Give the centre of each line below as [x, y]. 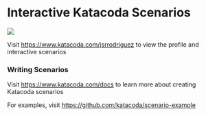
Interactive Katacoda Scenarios [99, 13]
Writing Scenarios [38, 69]
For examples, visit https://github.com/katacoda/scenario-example [101, 105]
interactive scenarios [37, 51]
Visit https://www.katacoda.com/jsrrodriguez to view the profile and [103, 44]
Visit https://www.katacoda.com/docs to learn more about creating [102, 84]
